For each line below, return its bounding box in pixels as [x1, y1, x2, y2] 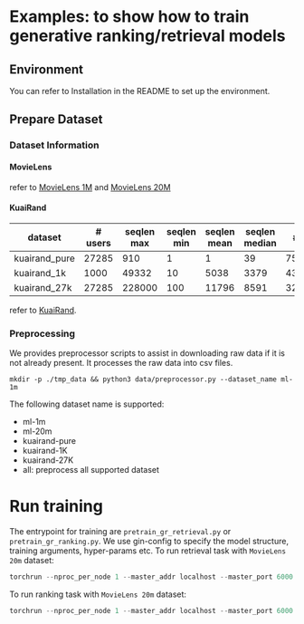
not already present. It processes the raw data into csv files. [9, 358, 233, 369]
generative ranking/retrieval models [9, 25, 286, 46]
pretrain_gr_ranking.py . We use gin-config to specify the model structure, [9, 535, 290, 546]
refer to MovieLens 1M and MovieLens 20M [9, 181, 171, 192]
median [243, 236, 278, 249]
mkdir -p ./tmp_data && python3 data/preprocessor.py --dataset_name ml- [9, 375, 294, 384]
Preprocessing [9, 327, 75, 340]
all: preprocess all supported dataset [22, 465, 160, 475]
